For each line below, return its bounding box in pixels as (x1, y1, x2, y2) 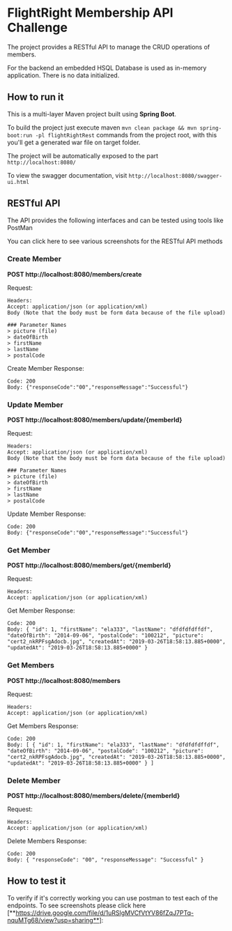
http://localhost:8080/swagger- (128, 172, 223, 179)
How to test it (7, 875, 66, 887)
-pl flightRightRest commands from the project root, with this (35, 130, 217, 139)
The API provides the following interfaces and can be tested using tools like (7, 216, 224, 224)
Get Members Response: (7, 721, 79, 730)
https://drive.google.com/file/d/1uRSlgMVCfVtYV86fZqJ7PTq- (15, 908, 194, 917)
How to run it (7, 91, 64, 103)
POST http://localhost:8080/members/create (7, 270, 142, 278)
